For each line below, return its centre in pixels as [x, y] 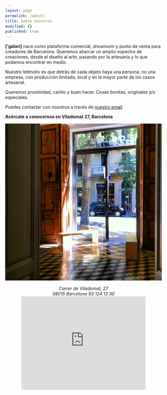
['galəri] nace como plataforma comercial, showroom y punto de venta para [83, 46]
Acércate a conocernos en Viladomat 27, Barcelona [59, 117]
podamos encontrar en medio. [36, 62]
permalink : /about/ [25, 16]
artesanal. [15, 83]
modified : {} [19, 26]
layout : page [19, 10]
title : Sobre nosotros [29, 21]
